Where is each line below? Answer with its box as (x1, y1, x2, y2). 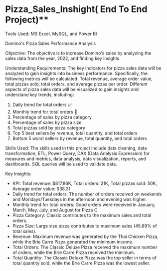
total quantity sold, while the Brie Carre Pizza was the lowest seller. (12, 260, 151, 266)
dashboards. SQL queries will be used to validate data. (5, 161, 117, 167)
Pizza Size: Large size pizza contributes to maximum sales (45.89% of (12, 222, 157, 228)
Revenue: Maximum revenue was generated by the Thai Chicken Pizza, (12, 233, 159, 239)
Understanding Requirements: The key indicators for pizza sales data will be (5, 65, 162, 71)
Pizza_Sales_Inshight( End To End (5, 3, 148, 15)
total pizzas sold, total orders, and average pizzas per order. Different (5, 81, 148, 87)
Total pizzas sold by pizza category (12, 124, 86, 130)
